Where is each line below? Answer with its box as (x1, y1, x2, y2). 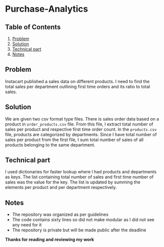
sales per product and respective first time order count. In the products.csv (5, 126, 157, 132)
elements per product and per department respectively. (5, 185, 117, 190)
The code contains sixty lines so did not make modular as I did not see (12, 217, 155, 223)
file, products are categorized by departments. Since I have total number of (5, 131, 157, 137)
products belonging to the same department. (5, 142, 95, 147)
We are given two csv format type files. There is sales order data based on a (5, 116, 159, 122)
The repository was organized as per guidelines (12, 211, 109, 218)
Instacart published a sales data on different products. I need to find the (5, 78, 150, 84)
